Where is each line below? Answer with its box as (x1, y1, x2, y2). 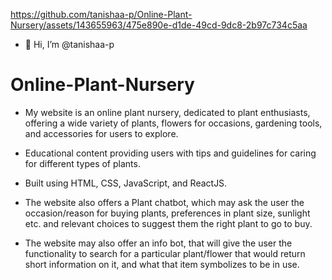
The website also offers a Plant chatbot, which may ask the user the (24, 196, 305, 208)
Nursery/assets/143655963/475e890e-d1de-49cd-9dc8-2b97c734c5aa (10, 19, 308, 31)
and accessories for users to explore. (24, 127, 179, 139)
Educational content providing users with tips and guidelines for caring (24, 147, 317, 159)
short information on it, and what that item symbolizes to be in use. (24, 258, 300, 270)
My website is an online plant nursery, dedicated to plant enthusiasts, (24, 106, 311, 118)
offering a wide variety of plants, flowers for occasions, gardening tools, (24, 117, 323, 129)
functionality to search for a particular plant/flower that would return (24, 247, 306, 259)
